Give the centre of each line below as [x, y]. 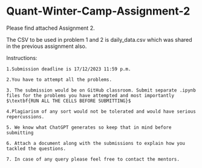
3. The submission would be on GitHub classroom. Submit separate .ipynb [101, 90]
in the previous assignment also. [47, 46]
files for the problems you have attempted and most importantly [90, 95]
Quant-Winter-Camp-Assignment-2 [98, 11]
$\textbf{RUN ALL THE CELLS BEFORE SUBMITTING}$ [69, 101]
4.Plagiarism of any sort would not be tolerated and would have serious [101, 111]
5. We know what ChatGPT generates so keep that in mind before [89, 127]
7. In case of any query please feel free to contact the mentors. [93, 159]
